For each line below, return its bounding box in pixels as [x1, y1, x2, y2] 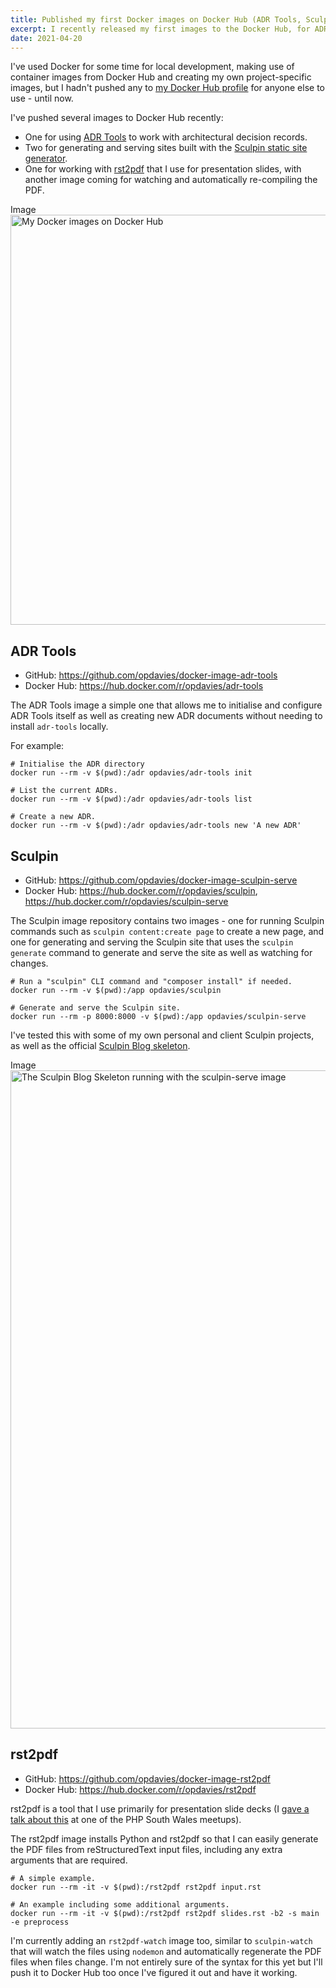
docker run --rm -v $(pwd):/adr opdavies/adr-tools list [10, 794, 253, 805]
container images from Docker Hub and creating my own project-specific [10, 71, 312, 83]
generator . [24, 152, 68, 165]
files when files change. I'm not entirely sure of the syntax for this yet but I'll [10, 1956, 323, 1968]
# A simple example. [10, 1873, 97, 1883]
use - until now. [10, 92, 74, 105]
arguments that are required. [10, 1854, 128, 1866]
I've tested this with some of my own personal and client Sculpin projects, [10, 1029, 315, 1041]
